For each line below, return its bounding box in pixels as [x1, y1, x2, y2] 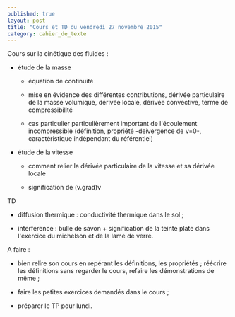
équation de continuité [28, 77, 94, 86]
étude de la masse [17, 63, 72, 71]
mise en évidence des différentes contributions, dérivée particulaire [28, 91, 225, 99]
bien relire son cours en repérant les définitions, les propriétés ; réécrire [17, 259, 227, 267]
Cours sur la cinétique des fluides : [7, 50, 109, 58]
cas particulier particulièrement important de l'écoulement [28, 120, 198, 128]
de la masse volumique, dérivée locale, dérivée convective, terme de [28, 98, 228, 107]
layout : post [7, 17, 46, 24]
